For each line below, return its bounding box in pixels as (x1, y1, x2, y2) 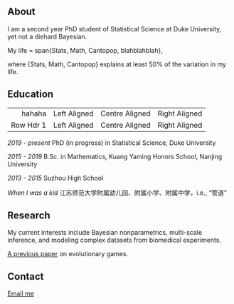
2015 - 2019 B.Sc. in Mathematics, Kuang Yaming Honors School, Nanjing (7, 152, 223, 161)
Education (7, 88, 54, 101)
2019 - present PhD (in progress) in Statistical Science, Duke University (7, 138, 216, 147)
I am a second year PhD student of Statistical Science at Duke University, (7, 24, 222, 33)
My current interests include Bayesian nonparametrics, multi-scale (7, 228, 203, 237)
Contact (7, 270, 44, 283)
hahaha (21, 108, 47, 118)
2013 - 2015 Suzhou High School (7, 173, 104, 182)
